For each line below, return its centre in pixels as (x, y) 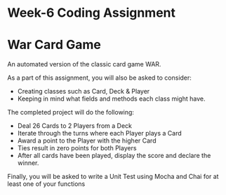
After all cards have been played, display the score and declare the (114, 156)
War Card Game (54, 45)
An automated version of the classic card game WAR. (84, 64)
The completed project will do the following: (71, 113)
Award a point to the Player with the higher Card (87, 140)
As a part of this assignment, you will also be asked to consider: (99, 78)
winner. (28, 163)
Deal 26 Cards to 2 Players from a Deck (74, 126)
